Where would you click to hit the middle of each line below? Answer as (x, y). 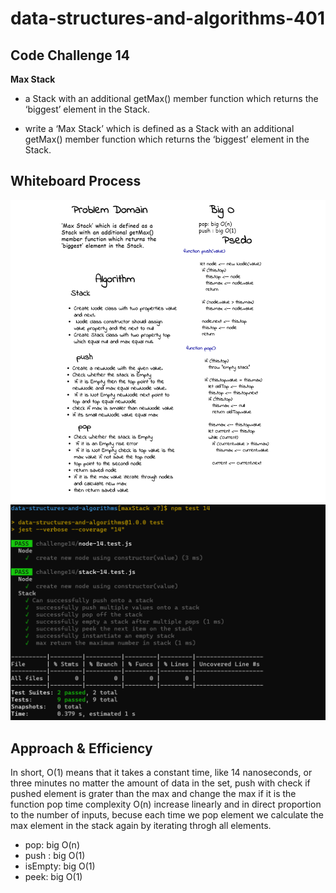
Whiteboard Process (76, 181)
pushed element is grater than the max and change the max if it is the (153, 793)
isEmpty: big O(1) (60, 866)
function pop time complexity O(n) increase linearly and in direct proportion (166, 804)
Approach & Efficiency (81, 748)
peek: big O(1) (53, 876)
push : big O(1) (55, 855)
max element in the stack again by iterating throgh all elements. (141, 825)
